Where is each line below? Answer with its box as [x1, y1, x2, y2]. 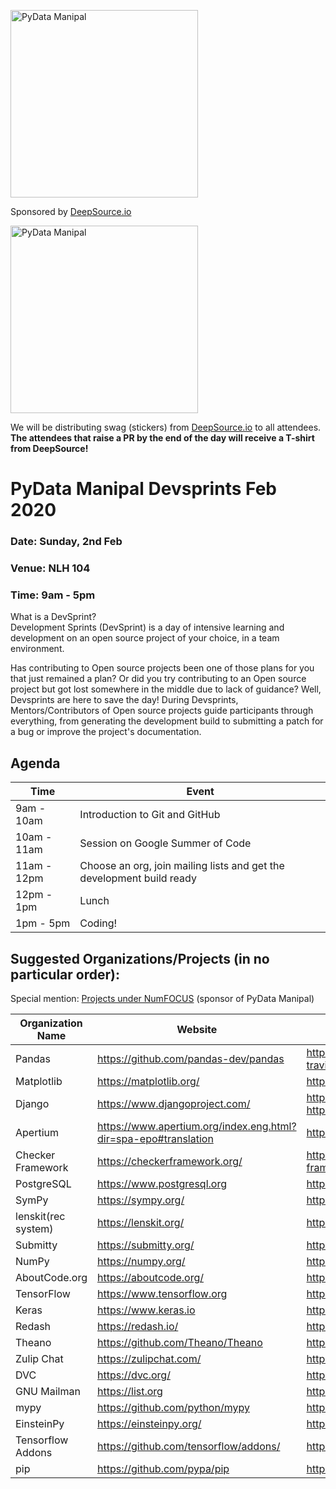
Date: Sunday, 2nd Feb [10, 535, 123, 549]
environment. [10, 643, 65, 655]
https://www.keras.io [97, 1303, 196, 1317]
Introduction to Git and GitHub [79, 808, 221, 822]
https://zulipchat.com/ [97, 1351, 202, 1365]
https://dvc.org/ [97, 1368, 171, 1382]
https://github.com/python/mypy [97, 1400, 250, 1414]
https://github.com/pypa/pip [97, 1461, 230, 1475]
